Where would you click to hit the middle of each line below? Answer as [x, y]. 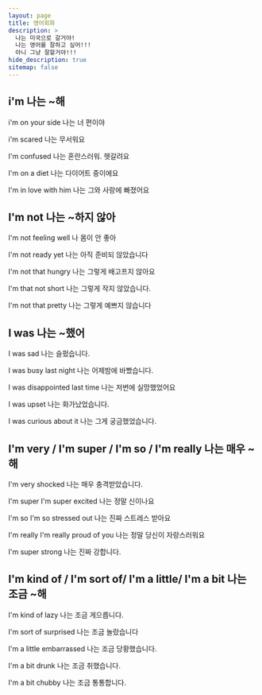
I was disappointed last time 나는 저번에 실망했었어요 [92, 387]
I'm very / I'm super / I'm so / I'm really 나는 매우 [127, 449]
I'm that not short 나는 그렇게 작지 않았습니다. [80, 289]
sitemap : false [33, 68]
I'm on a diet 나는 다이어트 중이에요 [64, 173]
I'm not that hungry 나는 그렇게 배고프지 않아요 [82, 272]
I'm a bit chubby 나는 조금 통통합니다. [67, 682]
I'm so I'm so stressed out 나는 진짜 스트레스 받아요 [90, 518]
